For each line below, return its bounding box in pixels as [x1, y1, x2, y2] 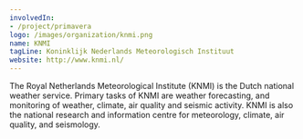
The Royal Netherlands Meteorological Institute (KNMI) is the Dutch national [9, 81, 295, 91]
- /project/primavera [9, 22, 92, 31]
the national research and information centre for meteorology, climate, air [9, 110, 285, 120]
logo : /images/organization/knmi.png [9, 30, 153, 39]
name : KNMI [9, 38, 51, 48]
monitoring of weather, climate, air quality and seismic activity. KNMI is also [9, 100, 294, 110]
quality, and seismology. [9, 119, 100, 130]
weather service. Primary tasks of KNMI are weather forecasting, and [9, 90, 270, 101]
